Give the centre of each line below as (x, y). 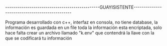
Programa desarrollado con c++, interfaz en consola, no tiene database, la (82, 22)
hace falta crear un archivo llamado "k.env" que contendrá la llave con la (80, 33)
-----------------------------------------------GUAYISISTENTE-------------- (83, 7)
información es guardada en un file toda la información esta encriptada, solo (83, 27)
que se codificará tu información (39, 38)
